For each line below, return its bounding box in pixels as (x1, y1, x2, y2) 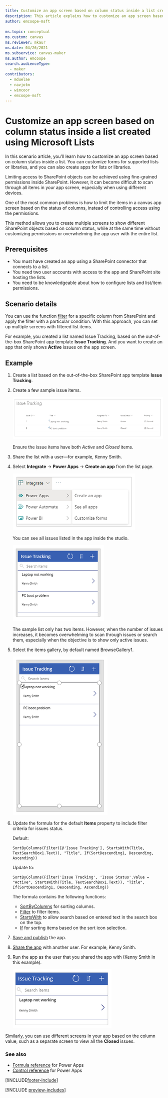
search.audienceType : (5, 61, 50, 66)
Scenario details (5, 300, 57, 308)
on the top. (19, 920, 42, 926)
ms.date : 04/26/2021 (5, 45, 48, 50)
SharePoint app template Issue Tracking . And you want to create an (22, 339, 162, 345)
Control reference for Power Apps (12, 1067, 82, 1073)
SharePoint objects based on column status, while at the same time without (5, 225, 160, 231)
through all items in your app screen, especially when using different (5, 184, 146, 191)
